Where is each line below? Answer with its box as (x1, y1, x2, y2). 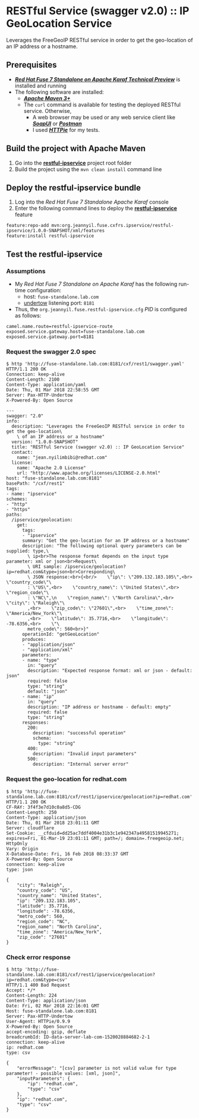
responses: (21, 720, 49, 726)
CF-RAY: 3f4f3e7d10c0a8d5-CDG (6, 804, 81, 810)
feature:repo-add (6, 223, 49, 229)
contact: (11, 450, 33, 456)
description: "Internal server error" (32, 762, 129, 768)
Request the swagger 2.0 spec (6, 348, 96, 356)
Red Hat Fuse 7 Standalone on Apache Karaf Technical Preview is (14, 75, 181, 83)
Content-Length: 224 (6, 992, 58, 999)
